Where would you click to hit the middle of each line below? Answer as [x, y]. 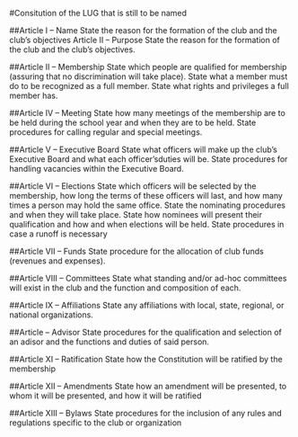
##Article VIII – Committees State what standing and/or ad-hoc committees [148, 278]
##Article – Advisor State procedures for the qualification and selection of [146, 332]
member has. [34, 95]
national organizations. [52, 315]
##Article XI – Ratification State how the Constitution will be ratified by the [146, 359]
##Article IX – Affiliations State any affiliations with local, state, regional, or [147, 305]
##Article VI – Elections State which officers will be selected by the [133, 186]
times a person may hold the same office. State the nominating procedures [147, 205]
